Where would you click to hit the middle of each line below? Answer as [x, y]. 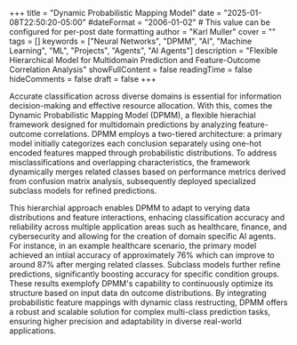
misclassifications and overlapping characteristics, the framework [130, 162]
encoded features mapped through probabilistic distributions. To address [143, 153]
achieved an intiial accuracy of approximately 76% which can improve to [142, 255]
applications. [32, 331]
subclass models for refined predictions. [83, 191]
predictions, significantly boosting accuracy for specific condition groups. [144, 274]
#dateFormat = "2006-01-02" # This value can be [179, 22]
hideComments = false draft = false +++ [83, 79]
